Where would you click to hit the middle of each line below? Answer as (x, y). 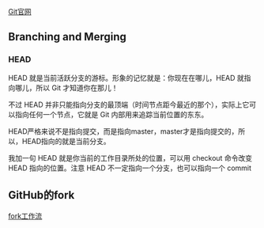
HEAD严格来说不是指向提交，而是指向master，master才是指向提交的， (123, 131)
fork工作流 (25, 215)
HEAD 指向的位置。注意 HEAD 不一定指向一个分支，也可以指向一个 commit (130, 168)
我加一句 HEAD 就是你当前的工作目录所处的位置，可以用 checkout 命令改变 (130, 158)
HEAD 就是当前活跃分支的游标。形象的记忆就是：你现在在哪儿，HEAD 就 (126, 78)
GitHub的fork (41, 195)
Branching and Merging (67, 37)
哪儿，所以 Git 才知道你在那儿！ (66, 87)
